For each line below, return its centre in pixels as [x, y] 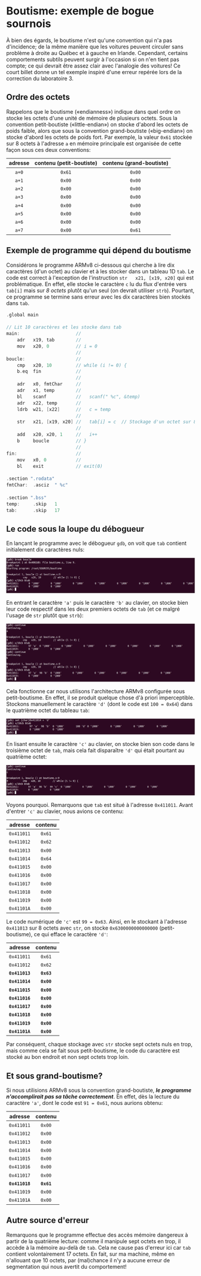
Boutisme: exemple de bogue [80, 11]
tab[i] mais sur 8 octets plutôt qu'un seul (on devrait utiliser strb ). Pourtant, [100, 290]
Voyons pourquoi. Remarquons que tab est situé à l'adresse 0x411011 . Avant [100, 805]
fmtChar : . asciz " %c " [37, 485]
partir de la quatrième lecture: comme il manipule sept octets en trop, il [94, 1241]
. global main [22, 315]
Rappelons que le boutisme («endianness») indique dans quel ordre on [93, 111]
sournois [29, 24]
